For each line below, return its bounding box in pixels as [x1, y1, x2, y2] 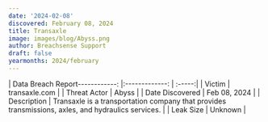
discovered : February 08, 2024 [8, 19, 114, 27]
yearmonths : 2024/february [8, 57, 99, 65]
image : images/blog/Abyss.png [8, 34, 111, 43]
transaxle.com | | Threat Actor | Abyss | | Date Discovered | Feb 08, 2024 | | [8, 87, 261, 97]
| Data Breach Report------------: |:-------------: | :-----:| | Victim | [8, 78, 230, 89]
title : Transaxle [8, 27, 67, 35]
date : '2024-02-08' [8, 11, 74, 20]
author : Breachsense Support [8, 42, 107, 50]
